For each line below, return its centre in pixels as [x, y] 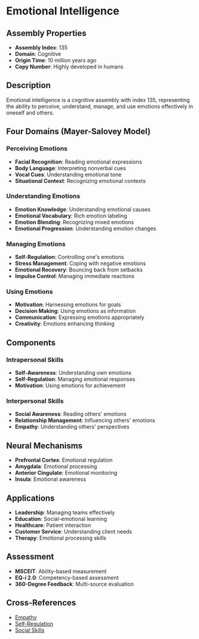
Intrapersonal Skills [35, 360]
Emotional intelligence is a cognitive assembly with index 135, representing [98, 100]
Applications [30, 498]
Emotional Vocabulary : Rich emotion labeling [71, 215]
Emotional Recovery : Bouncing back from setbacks [79, 270]
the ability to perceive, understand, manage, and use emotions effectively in [99, 106]
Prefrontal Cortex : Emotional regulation [64, 460]
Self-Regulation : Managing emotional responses [75, 379]
